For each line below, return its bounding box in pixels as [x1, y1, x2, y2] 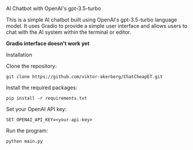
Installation [6, 51, 33, 58]
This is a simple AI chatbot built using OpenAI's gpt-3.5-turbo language [6, 16, 177, 23]
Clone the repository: [6, 62, 57, 69]
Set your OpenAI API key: [6, 106, 67, 113]
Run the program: [6, 127, 48, 134]
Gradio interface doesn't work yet [6, 40, 90, 47]
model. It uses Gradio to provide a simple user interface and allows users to [6, 23, 188, 29]
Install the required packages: [6, 84, 78, 91]
